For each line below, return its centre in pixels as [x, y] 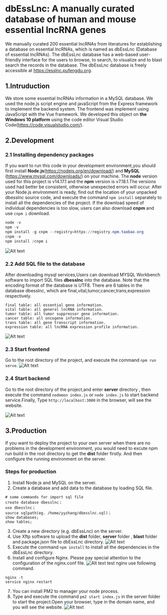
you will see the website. [38, 607]
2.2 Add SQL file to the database [45, 264]
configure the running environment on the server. [56, 459]
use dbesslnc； [20, 508]
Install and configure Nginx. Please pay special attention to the [77, 557]
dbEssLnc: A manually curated [70, 9]
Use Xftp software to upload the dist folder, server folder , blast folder [85, 536]
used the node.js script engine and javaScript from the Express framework [82, 104]
